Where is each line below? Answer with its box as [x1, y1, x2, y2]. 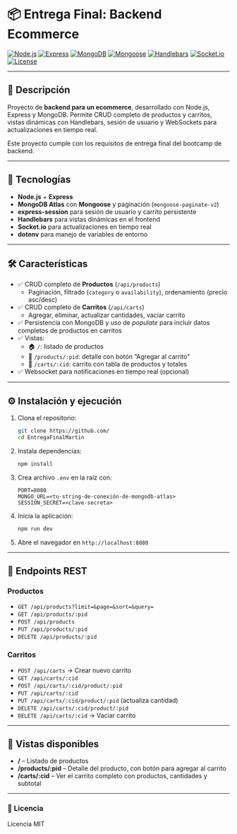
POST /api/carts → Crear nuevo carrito [17, 666, 132, 674]
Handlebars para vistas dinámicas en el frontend [17, 215, 161, 223]
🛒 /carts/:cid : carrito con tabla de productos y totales [28, 360, 188, 369]
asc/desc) [28, 295, 58, 304]
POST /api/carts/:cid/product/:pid [17, 682, 123, 689]
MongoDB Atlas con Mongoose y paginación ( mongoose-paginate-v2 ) [17, 200, 220, 208]
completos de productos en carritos [17, 326, 122, 335]
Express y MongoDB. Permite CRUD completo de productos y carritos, [7, 110, 212, 119]
